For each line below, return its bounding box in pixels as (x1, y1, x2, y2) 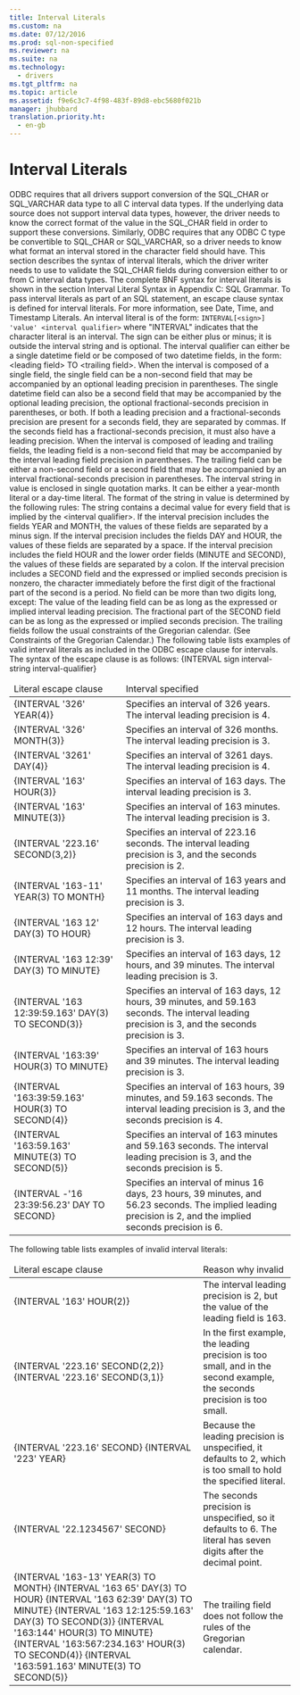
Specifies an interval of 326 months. (125, 723, 279, 735)
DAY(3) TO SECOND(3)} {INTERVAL (13, 1615, 164, 1627)
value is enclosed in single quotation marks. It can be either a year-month (9, 483, 279, 494)
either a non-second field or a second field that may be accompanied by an (9, 463, 287, 474)
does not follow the (203, 1609, 284, 1622)
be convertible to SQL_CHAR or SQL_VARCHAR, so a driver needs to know (9, 236, 282, 246)
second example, (203, 1371, 275, 1383)
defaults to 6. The (203, 1523, 278, 1535)
